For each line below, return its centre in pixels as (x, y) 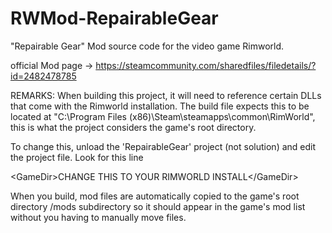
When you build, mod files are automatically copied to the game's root (155, 196)
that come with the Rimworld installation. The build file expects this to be (160, 106)
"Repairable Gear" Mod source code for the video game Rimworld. (147, 46)
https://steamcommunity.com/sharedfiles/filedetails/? (206, 65)
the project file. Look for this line (77, 157)
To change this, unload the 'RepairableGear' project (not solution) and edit (163, 146)
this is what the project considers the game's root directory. (133, 127)
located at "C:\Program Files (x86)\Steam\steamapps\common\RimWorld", (163, 116)
